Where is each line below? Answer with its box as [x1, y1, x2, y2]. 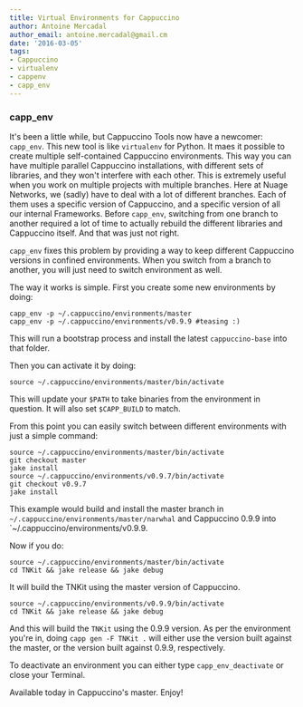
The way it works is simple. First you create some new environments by [9, 282, 276, 293]
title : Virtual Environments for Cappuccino [9, 13, 180, 23]
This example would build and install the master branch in [9, 503, 224, 514]
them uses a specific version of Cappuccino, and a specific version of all [9, 199, 280, 209]
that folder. [9, 342, 50, 353]
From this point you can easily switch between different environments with [9, 421, 287, 431]
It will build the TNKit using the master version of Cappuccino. [9, 581, 241, 592]
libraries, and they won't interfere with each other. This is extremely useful [9, 169, 287, 180]
